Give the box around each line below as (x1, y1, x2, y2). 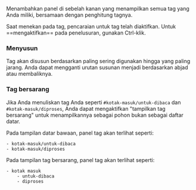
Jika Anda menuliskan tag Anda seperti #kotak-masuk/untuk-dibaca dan (6, 98, 181, 106)
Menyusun (6, 44, 38, 52)
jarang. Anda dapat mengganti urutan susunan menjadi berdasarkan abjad (6, 64, 188, 71)
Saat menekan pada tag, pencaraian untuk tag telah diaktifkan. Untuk (6, 23, 176, 30)
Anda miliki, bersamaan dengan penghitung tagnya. (6, 11, 133, 18)
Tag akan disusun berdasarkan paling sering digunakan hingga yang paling (6, 58, 191, 65)
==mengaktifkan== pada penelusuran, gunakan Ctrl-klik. (6, 29, 146, 36)
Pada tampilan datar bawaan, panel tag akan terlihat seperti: (6, 129, 154, 136)
